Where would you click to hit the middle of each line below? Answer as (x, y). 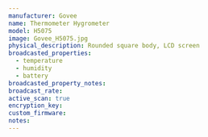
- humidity (34, 68)
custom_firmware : (37, 114)
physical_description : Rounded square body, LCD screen (104, 46)
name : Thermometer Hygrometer (59, 23)
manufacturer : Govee (43, 16)
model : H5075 (30, 31)
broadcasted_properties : (50, 53)
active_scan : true (39, 98)
